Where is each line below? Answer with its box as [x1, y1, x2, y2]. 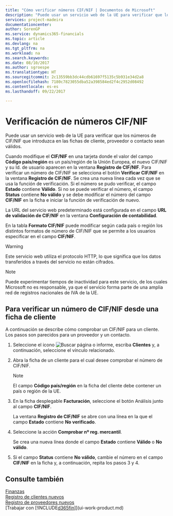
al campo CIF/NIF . [12, 403, 51, 410]
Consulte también [5, 474, 64, 484]
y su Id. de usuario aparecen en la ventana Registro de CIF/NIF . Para [5, 164, 151, 170]
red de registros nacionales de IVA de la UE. [5, 290, 99, 296]
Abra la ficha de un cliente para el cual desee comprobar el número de [12, 357, 163, 363]
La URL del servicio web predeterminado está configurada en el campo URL [5, 207, 167, 213]
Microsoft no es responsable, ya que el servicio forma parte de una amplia [5, 284, 163, 291]
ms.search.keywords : [5, 55, 50, 61]
